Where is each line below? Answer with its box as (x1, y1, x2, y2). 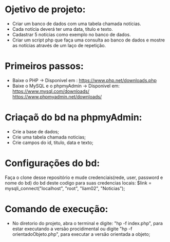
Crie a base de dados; (12, 128, 60, 134)
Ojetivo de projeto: (5, 4, 86, 15)
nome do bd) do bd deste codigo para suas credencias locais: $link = (5, 179, 152, 186)
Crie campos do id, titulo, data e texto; (12, 139, 93, 146)
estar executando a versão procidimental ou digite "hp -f (12, 226, 133, 232)
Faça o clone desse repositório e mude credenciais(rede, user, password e (5, 174, 163, 180)
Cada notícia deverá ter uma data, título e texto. (12, 26, 114, 32)
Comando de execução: (5, 203, 108, 215)
